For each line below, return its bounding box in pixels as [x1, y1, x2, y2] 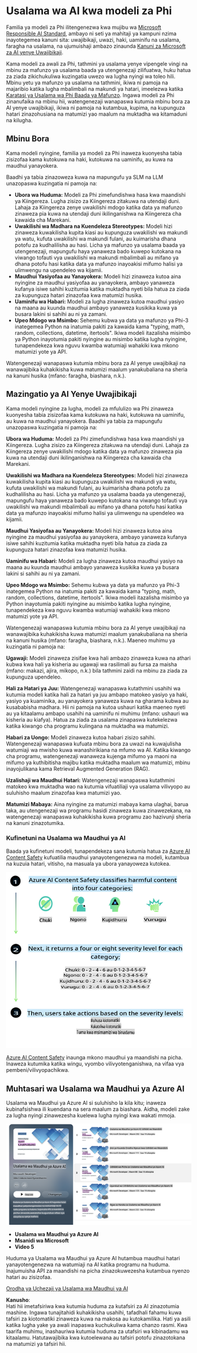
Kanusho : [6, 1296, 31, 1303]
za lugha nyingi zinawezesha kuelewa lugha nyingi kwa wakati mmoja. [6, 1112, 176, 1119]
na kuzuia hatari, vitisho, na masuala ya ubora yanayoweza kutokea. [6, 860, 171, 867]
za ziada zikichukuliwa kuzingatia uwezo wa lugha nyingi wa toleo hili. [6, 73, 176, 80]
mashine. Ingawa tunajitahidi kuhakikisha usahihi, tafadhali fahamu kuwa [6, 1309, 182, 1316]
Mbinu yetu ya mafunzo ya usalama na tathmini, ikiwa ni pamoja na [6, 79, 169, 86]
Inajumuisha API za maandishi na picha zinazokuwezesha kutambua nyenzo [6, 1267, 190, 1274]
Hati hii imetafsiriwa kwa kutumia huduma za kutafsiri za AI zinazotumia [6, 1303, 179, 1310]
